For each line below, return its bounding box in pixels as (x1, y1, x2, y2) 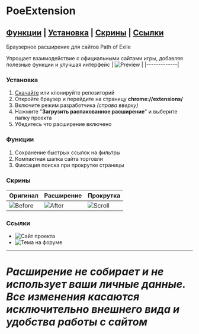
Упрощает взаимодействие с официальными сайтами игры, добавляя (6, 55, 184, 61)
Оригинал (9, 191, 38, 199)
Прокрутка (88, 191, 121, 199)
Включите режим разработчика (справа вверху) (14, 102, 139, 109)
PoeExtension (6, 4, 76, 18)
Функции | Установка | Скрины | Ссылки (6, 28, 164, 38)
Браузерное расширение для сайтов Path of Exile (6, 43, 131, 50)
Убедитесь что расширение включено (14, 121, 112, 128)
